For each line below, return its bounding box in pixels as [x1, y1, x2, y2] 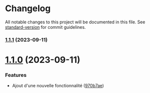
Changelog [5, 3, 51, 14]
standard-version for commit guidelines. [5, 24, 86, 30]
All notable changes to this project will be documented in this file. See [5, 19, 146, 25]
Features [5, 72, 27, 78]
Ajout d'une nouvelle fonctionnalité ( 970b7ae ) [12, 83, 104, 89]
